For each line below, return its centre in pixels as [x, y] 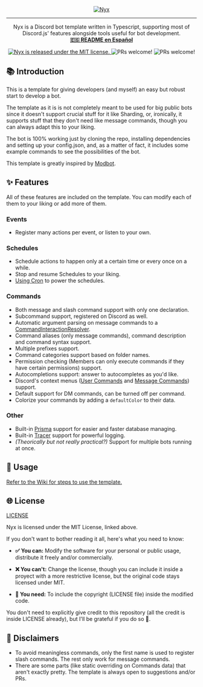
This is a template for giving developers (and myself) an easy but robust [96, 89]
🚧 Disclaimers [33, 638]
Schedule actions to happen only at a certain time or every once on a [101, 262]
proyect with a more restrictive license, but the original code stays [97, 576]
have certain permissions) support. [59, 368]
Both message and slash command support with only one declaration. [102, 310]
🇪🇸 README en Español [101, 40]
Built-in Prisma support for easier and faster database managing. [96, 428]
